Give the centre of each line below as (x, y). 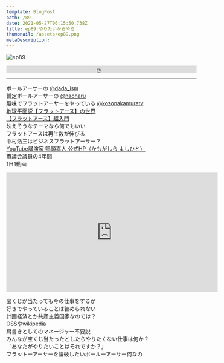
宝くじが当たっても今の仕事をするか (51, 301)
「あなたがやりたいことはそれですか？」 (56, 346)
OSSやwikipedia (26, 324)
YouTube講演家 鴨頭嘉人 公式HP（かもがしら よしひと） (76, 149)
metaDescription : (28, 40)
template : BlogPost (31, 12)
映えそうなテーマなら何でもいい (46, 126)
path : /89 (19, 18)
